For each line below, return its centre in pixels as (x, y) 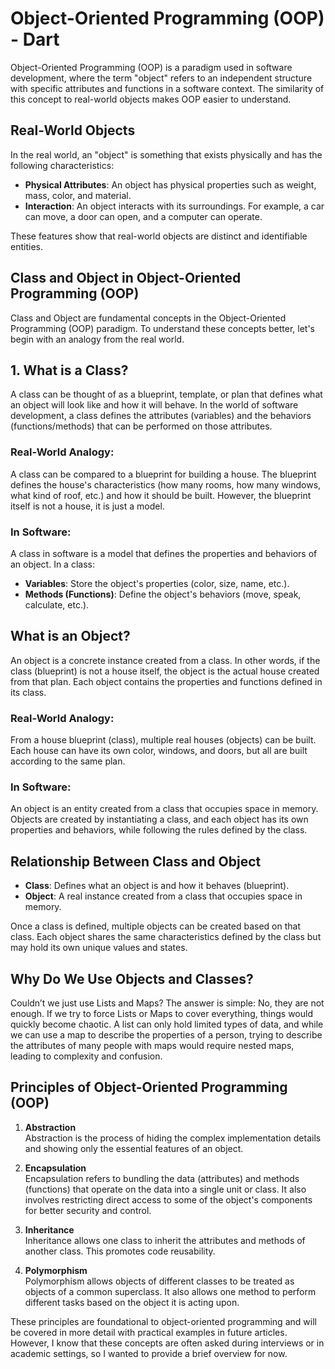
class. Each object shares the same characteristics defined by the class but (166, 937)
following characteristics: (62, 165)
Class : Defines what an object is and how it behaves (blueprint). (157, 886)
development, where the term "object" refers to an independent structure (161, 78)
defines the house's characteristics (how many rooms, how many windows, (166, 484)
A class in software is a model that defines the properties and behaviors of (164, 553)
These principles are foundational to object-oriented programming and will (163, 1321)
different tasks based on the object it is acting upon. (132, 1302)
